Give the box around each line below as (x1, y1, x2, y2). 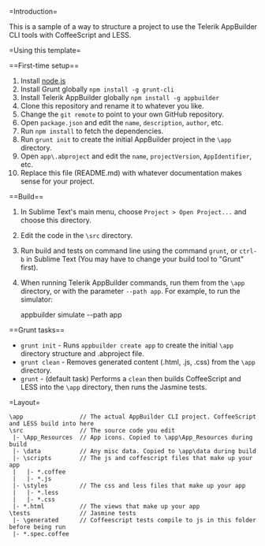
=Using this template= (9, 46, 81, 54)
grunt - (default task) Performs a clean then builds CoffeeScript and (20, 374, 241, 383)
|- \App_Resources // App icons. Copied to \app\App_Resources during (12, 433, 253, 441)
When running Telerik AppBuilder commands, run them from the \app (20, 278, 245, 287)
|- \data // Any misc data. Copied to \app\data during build (12, 448, 257, 455)
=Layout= (9, 398, 40, 407)
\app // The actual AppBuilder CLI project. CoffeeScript (9, 413, 257, 421)
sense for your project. (20, 176, 95, 186)
